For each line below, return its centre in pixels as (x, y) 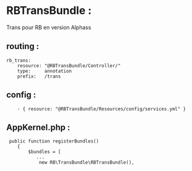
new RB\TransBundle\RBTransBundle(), (87, 163)
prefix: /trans (39, 76)
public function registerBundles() (54, 141)
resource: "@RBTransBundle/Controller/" (69, 65)
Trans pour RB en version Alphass (49, 27)
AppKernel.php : (38, 127)
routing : (23, 46)
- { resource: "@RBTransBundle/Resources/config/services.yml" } (102, 109)
